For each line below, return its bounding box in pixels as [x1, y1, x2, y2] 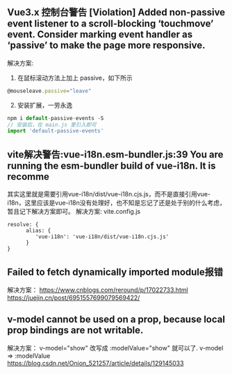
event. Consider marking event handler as [7, 28, 193, 40]
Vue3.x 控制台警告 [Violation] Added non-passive [7, 6, 226, 19]
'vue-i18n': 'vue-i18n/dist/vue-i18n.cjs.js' [35, 233, 169, 241]
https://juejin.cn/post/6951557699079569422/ [7, 294, 140, 302]
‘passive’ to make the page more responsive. [7, 40, 206, 51]
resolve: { [7, 221, 39, 228]
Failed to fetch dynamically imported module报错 [7, 266, 224, 278]
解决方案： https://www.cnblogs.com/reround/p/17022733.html [7, 285, 189, 294]
